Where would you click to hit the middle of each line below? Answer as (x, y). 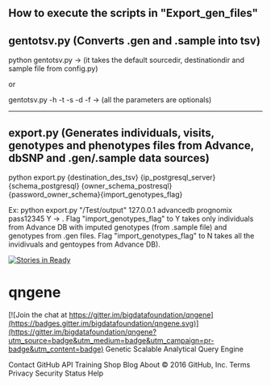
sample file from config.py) (53, 68)
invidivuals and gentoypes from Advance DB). (85, 244)
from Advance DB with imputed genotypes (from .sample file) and (118, 227)
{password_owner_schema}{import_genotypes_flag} (96, 195)
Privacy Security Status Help (56, 373)
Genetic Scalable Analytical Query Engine (174, 349)
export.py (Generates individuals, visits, (112, 133)
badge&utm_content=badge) (56, 349)
